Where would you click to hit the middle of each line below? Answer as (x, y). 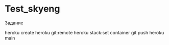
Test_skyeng (32, 9)
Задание (14, 23)
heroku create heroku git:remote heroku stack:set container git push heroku (84, 32)
